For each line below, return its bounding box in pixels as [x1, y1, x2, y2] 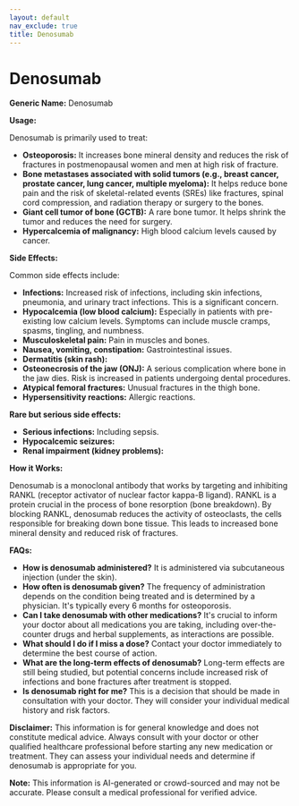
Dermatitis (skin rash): [21, 354, 108, 365]
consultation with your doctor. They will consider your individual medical [21, 695, 290, 707]
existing [21, 316, 52, 327]
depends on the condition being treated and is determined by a [21, 591, 255, 602]
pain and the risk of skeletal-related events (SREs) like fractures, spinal [21, 188, 284, 199]
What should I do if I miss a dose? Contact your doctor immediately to [21, 639, 282, 649]
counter [21, 629, 52, 640]
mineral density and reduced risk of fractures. [9, 528, 179, 539]
